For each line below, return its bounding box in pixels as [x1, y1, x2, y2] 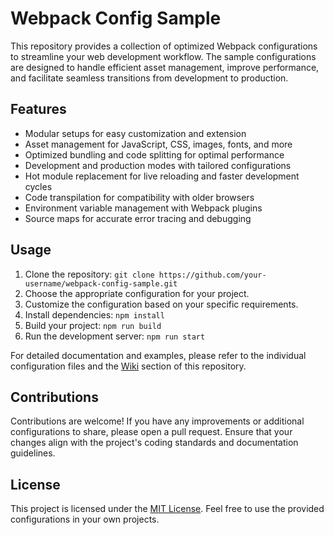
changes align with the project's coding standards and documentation [10, 437, 299, 449]
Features [10, 101, 67, 118]
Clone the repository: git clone [24, 268, 155, 280]
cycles [24, 180, 53, 192]
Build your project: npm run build [24, 319, 162, 331]
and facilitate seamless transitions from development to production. [10, 72, 289, 84]
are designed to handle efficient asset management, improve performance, [10, 61, 320, 73]
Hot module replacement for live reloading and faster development [24, 170, 300, 182]
